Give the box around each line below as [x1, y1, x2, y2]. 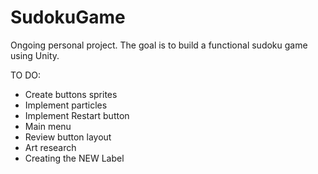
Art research [24, 141, 77, 153]
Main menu [24, 120, 72, 132]
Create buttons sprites [24, 88, 118, 100]
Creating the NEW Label [24, 152, 125, 164]
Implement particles [24, 99, 108, 111]
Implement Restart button [24, 109, 130, 121]
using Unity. [10, 49, 60, 61]
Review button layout [24, 131, 112, 143]
